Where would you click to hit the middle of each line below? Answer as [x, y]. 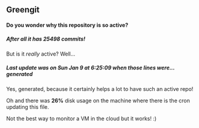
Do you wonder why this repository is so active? [67, 25]
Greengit [23, 10]
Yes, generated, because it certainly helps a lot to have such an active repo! [100, 89]
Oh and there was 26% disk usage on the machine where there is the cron [98, 100]
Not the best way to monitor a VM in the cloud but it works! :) [82, 118]
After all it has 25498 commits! [46, 39]
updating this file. [28, 106]
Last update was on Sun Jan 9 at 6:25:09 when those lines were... [91, 68]
